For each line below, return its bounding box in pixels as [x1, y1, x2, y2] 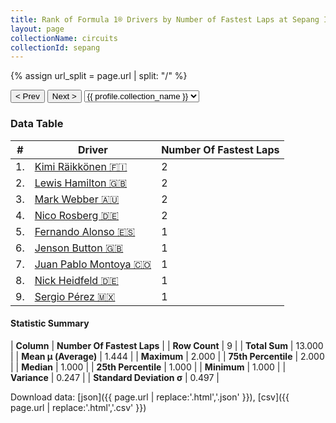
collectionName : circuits [10, 33, 118, 43]
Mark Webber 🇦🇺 [34, 192, 120, 206]
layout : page [10, 24, 65, 34]
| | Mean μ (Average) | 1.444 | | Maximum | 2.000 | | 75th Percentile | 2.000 [10, 350, 325, 362]
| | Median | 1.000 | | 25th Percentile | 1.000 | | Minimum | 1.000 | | [10, 361, 287, 373]
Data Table [10, 117, 64, 131]
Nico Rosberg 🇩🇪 [34, 208, 120, 222]
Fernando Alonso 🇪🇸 [34, 224, 136, 238]
